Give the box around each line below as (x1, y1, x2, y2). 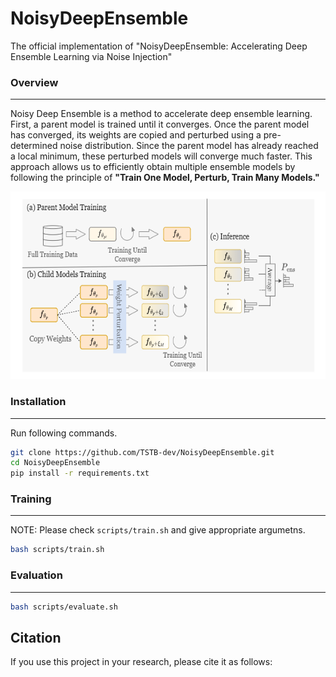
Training (10, 492, 52, 506)
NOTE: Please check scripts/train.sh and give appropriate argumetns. (10, 524, 306, 536)
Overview (10, 75, 59, 89)
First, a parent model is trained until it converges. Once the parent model (10, 118, 310, 131)
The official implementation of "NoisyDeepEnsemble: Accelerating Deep (10, 40, 308, 52)
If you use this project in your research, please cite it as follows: (10, 656, 273, 668)
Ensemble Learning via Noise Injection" (10, 50, 173, 62)
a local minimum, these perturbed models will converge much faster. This (10, 150, 313, 162)
